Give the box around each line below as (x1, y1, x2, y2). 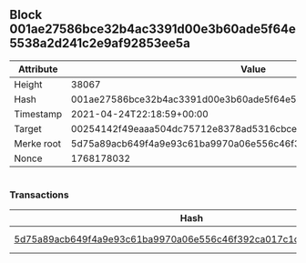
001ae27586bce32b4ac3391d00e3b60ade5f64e (9, 22, 296, 37)
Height (14, 77, 43, 90)
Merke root (14, 137, 62, 149)
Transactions (9, 188, 70, 201)
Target (14, 122, 43, 135)
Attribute (17, 63, 58, 76)
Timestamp (14, 107, 63, 120)
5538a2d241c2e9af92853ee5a (9, 35, 191, 51)
